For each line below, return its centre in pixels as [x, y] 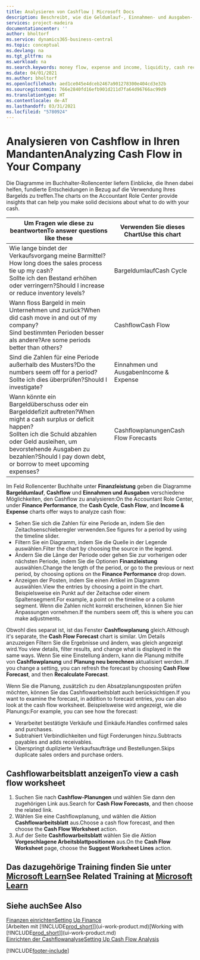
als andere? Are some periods [50, 340]
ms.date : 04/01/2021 [32, 73]
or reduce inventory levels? [47, 293]
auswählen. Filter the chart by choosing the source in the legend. [94, 549]
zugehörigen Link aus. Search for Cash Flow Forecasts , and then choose [104, 803]
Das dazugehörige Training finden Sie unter [89, 867]
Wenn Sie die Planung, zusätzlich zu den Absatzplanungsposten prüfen [94, 686]
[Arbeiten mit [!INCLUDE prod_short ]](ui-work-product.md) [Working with [95, 927]
